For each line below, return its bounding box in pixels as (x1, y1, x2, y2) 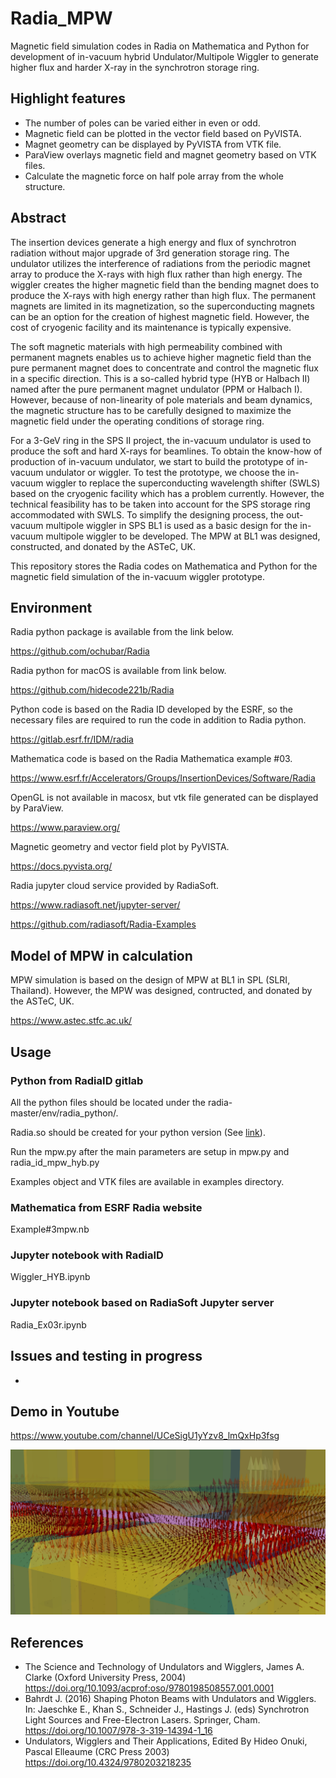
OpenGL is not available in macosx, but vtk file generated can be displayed (10, 792, 319, 804)
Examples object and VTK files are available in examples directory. (10, 1175, 285, 1187)
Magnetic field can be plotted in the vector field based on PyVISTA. (24, 127, 302, 139)
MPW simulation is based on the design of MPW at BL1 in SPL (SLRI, (10, 974, 291, 986)
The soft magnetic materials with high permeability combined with (10, 340, 283, 352)
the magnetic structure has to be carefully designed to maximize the (10, 404, 292, 416)
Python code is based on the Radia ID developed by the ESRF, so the (10, 703, 293, 716)
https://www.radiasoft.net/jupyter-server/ (10, 899, 181, 911)
